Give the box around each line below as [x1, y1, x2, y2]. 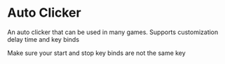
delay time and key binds [7, 35, 79, 43]
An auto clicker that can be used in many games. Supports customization [7, 28, 219, 36]
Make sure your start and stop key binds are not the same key [7, 49, 186, 57]
